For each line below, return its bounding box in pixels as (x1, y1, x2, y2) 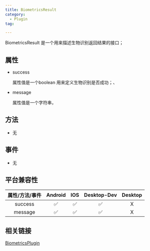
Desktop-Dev (84, 191, 117, 198)
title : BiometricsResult (5, 7, 57, 12)
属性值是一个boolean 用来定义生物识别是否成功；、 (12, 80, 118, 85)
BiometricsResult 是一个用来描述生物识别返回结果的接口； (5, 40, 124, 46)
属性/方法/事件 (7, 192, 42, 199)
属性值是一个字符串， (12, 100, 56, 106)
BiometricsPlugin (5, 240, 40, 246)
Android (46, 191, 66, 198)
